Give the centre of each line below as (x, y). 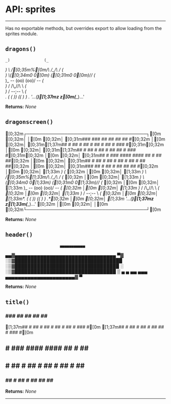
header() (19, 234)
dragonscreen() (29, 122)
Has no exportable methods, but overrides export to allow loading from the (83, 28)
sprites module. (22, 34)
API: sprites (31, 9)
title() (17, 302)
